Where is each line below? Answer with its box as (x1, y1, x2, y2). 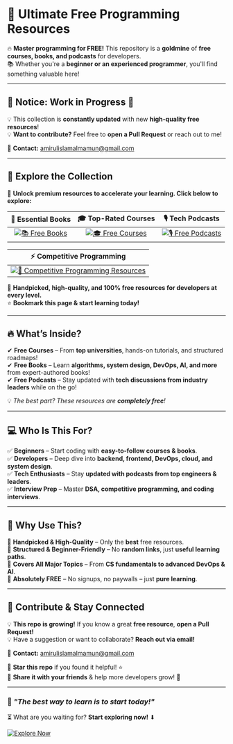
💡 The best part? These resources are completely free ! (7, 396, 166, 405)
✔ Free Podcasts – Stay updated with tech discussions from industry (7, 375, 208, 385)
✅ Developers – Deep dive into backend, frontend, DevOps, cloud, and (7, 455, 213, 463)
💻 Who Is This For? (7, 424, 93, 437)
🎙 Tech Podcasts (163, 213, 220, 223)
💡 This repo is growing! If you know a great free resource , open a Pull (7, 620, 209, 628)
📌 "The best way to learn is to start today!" (7, 697, 155, 706)
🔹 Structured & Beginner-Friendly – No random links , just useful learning (7, 545, 220, 553)
